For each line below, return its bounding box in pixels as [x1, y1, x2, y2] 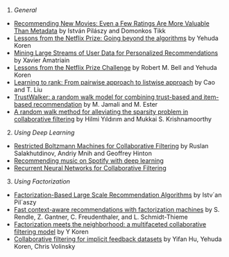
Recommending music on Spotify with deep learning [13, 157, 164, 165]
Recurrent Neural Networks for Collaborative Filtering [13, 164, 167, 172]
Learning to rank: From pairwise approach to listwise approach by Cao [13, 78, 215, 86]
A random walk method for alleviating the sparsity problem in [13, 107, 189, 116]
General [13, 6, 37, 14]
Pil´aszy [13, 198, 37, 206]
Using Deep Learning [13, 128, 75, 136]
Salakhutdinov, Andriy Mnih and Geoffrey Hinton [13, 149, 153, 157]
